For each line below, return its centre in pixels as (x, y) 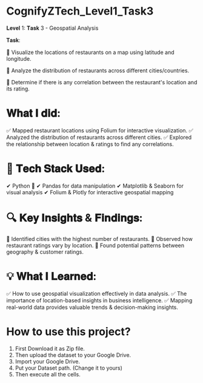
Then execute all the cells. (48, 374)
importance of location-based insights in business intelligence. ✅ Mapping (99, 300)
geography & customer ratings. (45, 252)
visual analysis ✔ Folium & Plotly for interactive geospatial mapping (90, 192)
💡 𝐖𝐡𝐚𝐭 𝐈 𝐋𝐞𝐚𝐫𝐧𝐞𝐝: (52, 276)
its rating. (18, 89)
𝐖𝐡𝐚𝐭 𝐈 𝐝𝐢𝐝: (33, 113)
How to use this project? (69, 331)
